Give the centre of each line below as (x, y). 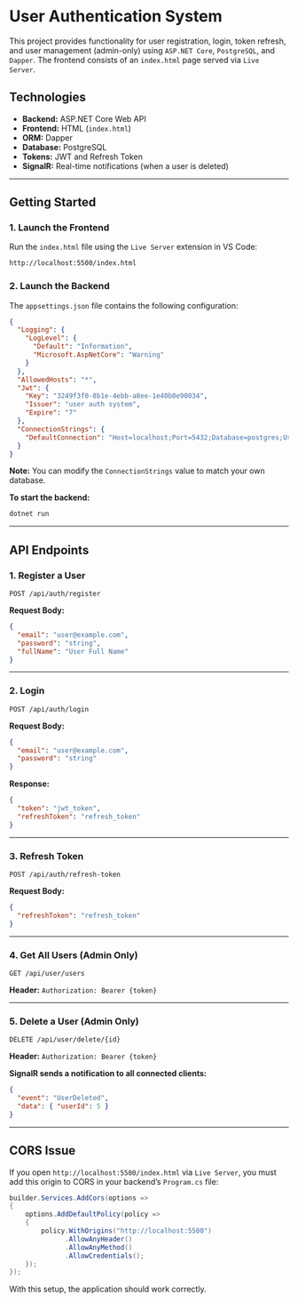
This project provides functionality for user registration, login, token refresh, (148, 41)
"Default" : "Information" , (82, 347)
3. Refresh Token (47, 856)
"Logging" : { (41, 330)
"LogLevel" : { (51, 338)
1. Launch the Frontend (59, 228)
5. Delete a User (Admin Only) (74, 1021)
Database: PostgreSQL (64, 147)
